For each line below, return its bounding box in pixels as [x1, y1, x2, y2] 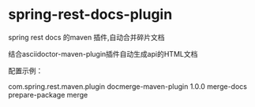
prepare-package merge [8, 90, 88, 99]
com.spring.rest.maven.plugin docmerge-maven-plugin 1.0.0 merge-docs [8, 81, 247, 91]
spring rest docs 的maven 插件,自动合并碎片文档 [8, 32, 165, 42]
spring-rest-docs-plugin [8, 6, 173, 24]
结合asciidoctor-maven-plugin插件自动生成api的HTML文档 [8, 49, 198, 58]
